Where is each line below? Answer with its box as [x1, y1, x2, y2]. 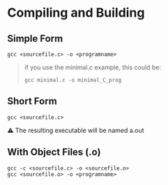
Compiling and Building [7, 5, 145, 21]
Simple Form [7, 33, 63, 45]
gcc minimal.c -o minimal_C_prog [24, 77, 122, 83]
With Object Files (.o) [7, 146, 101, 158]
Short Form [7, 95, 57, 107]
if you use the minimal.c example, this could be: [24, 63, 162, 71]
